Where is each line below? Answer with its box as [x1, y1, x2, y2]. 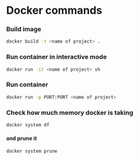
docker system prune [6, 148, 58, 155]
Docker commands [6, 4, 102, 17]
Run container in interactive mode [6, 53, 107, 61]
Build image [6, 25, 42, 34]
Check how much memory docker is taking [6, 108, 134, 117]
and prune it [6, 135, 37, 142]
